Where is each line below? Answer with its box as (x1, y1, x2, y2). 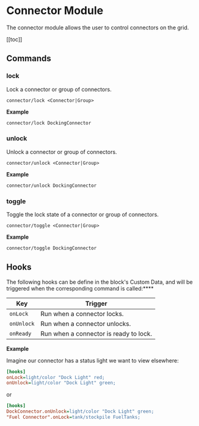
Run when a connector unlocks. (40, 319, 131, 328)
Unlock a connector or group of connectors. (6, 148, 117, 156)
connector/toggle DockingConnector (6, 245, 97, 251)
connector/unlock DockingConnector (6, 182, 97, 189)
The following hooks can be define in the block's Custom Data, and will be (6, 278, 194, 286)
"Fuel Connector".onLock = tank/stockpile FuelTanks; (6, 414, 140, 421)
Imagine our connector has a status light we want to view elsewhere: (6, 356, 179, 364)
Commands (6, 53, 52, 64)
